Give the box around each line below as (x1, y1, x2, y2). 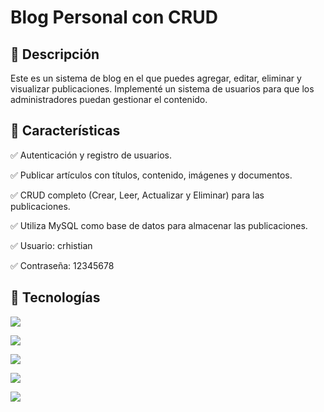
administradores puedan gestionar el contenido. (10, 94, 208, 105)
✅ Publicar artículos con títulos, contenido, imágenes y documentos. (10, 169, 293, 181)
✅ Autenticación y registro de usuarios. (10, 149, 172, 161)
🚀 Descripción (10, 46, 100, 63)
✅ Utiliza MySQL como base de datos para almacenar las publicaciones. (10, 219, 308, 231)
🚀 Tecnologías (10, 289, 101, 306)
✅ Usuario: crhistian (10, 239, 93, 251)
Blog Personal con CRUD (10, 6, 218, 29)
